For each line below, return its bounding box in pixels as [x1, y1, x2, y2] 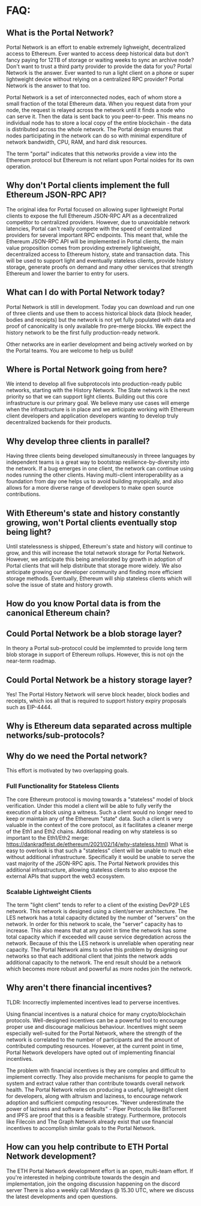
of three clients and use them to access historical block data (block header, [6, 310, 193, 317]
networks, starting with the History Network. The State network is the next [6, 387, 190, 394]
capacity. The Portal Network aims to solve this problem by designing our [6, 946, 188, 953]
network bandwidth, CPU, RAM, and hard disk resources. [6, 139, 148, 145]
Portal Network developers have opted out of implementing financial [6, 1049, 175, 1056]
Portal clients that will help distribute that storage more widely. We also [6, 562, 182, 569]
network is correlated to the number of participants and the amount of [6, 1036, 179, 1043]
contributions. [6, 490, 41, 498]
